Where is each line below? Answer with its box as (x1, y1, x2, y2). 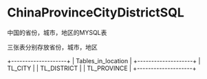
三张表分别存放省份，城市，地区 (7, 43, 98, 51)
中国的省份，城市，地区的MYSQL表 (7, 28, 107, 36)
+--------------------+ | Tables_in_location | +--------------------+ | (7, 56, 201, 65)
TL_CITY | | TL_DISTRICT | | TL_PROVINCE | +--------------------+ (7, 64, 197, 72)
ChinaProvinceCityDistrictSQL (7, 5, 184, 21)
